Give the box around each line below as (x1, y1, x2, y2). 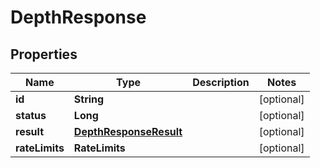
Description (192, 76, 250, 89)
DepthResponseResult (73, 125, 183, 138)
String (73, 92, 105, 106)
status (15, 109, 47, 122)
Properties (10, 46, 78, 63)
